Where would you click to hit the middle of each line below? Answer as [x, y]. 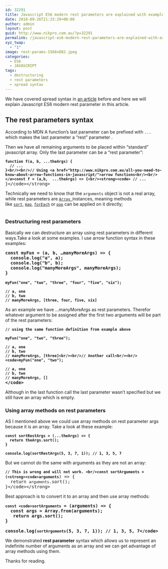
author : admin [20, 24]
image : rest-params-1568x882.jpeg [41, 52]
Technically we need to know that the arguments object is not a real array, [80, 193]
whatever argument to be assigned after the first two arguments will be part [83, 315]
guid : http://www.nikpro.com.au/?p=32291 [49, 33]
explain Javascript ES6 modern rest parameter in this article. [67, 104]
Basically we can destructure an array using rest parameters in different [79, 233]
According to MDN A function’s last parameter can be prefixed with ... [78, 132]
